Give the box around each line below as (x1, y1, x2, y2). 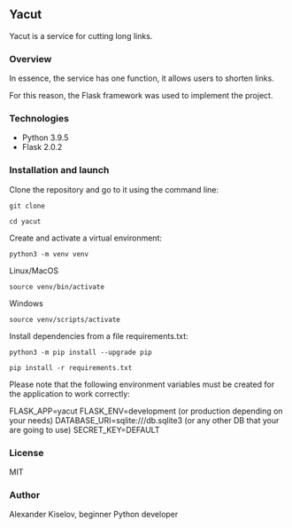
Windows (9, 297, 44, 309)
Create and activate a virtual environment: (9, 232, 162, 243)
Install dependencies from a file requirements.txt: (9, 330, 188, 341)
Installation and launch (9, 164, 110, 177)
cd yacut (9, 217, 42, 225)
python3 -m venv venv (9, 249, 89, 258)
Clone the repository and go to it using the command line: (9, 184, 219, 194)
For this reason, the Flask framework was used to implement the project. (9, 91, 273, 101)
